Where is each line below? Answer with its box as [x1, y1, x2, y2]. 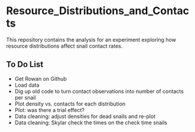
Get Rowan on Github [14, 75, 67, 82]
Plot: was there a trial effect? [14, 106, 84, 113]
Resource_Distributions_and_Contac [6, 4, 190, 18]
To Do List [6, 60, 44, 70]
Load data [14, 81, 40, 88]
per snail [14, 94, 37, 101]
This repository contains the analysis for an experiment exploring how [6, 36, 176, 43]
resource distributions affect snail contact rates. [6, 42, 123, 49]
